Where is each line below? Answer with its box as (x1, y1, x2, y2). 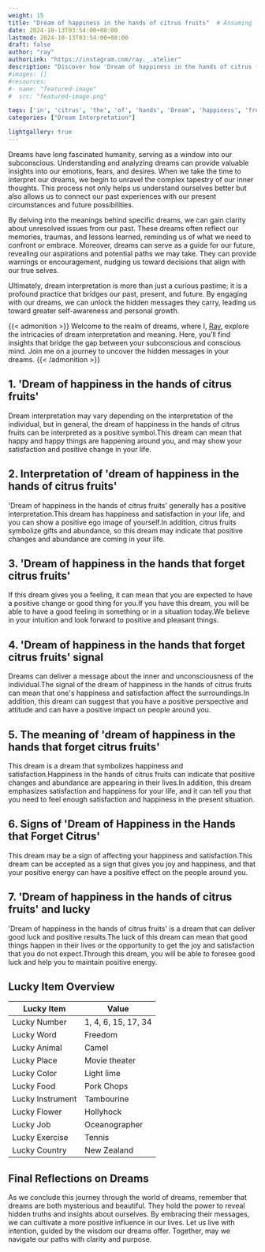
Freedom (84, 1030, 118, 1041)
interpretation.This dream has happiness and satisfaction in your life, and (8, 509, 245, 518)
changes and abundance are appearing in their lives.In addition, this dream (8, 778, 252, 787)
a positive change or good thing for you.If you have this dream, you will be (8, 599, 250, 608)
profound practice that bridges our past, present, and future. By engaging (8, 289, 248, 298)
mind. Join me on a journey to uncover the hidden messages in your (8, 346, 230, 356)
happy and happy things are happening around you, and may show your (8, 435, 242, 446)
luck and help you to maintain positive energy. (8, 957, 158, 966)
